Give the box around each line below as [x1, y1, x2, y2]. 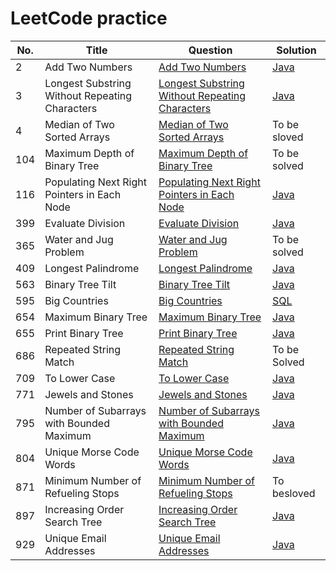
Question [188, 43, 233, 57]
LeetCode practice [10, 7, 168, 30]
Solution [276, 43, 317, 57]
